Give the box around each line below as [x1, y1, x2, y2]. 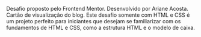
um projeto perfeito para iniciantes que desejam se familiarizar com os [6, 18, 181, 24]
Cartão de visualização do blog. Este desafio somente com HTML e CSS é [6, 11, 190, 18]
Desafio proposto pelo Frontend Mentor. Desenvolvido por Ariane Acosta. [6, 5, 188, 12]
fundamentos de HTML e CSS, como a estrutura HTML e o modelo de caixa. [6, 24, 196, 31]
